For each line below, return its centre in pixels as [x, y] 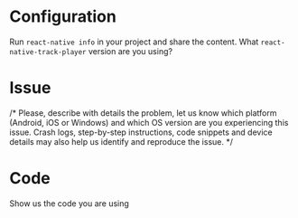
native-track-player [48, 52]
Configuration [63, 17]
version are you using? [130, 51]
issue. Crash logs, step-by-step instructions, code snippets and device [141, 132]
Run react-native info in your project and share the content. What [134, 42]
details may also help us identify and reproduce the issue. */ [121, 141]
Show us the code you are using [69, 203]
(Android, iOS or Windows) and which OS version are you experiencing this [149, 122]
